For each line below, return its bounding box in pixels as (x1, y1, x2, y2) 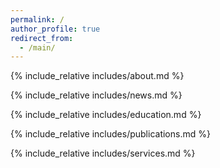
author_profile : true (10, 24, 101, 34)
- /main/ (19, 42, 56, 53)
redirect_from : (10, 33, 74, 43)
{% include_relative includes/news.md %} (10, 89, 183, 101)
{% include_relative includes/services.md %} (10, 147, 196, 160)
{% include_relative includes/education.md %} (10, 109, 202, 121)
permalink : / (10, 14, 65, 25)
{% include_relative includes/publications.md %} (10, 128, 211, 140)
